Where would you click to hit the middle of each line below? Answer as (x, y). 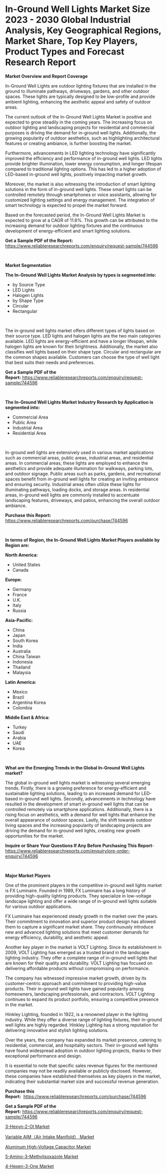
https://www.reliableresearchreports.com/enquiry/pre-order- (68, 850)
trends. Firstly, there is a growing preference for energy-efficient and (76, 788)
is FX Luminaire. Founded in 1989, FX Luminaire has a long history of (76, 890)
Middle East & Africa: (27, 717)
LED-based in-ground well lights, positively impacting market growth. (76, 174)
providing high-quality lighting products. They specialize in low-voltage (78, 895)
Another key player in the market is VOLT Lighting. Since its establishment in (83, 947)
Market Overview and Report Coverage (47, 76)
